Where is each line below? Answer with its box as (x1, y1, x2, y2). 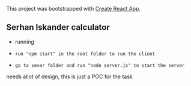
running (14, 38, 35, 45)
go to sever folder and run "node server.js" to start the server (14, 62, 185, 68)
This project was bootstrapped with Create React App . (6, 5, 141, 12)
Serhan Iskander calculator (6, 22, 110, 32)
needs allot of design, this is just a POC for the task (6, 73, 133, 80)
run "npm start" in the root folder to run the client (14, 51, 156, 57)
